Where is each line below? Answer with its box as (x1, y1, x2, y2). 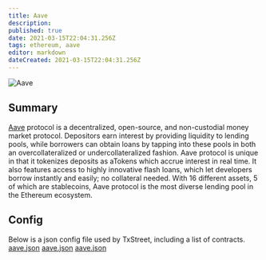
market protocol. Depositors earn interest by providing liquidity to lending (8, 131, 249, 140)
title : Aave (8, 11, 48, 20)
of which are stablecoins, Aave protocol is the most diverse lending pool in (8, 181, 254, 191)
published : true (8, 26, 62, 34)
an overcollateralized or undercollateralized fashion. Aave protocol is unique (8, 148, 259, 157)
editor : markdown (8, 49, 66, 57)
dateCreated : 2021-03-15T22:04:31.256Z (8, 57, 141, 65)
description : (8, 19, 52, 27)
